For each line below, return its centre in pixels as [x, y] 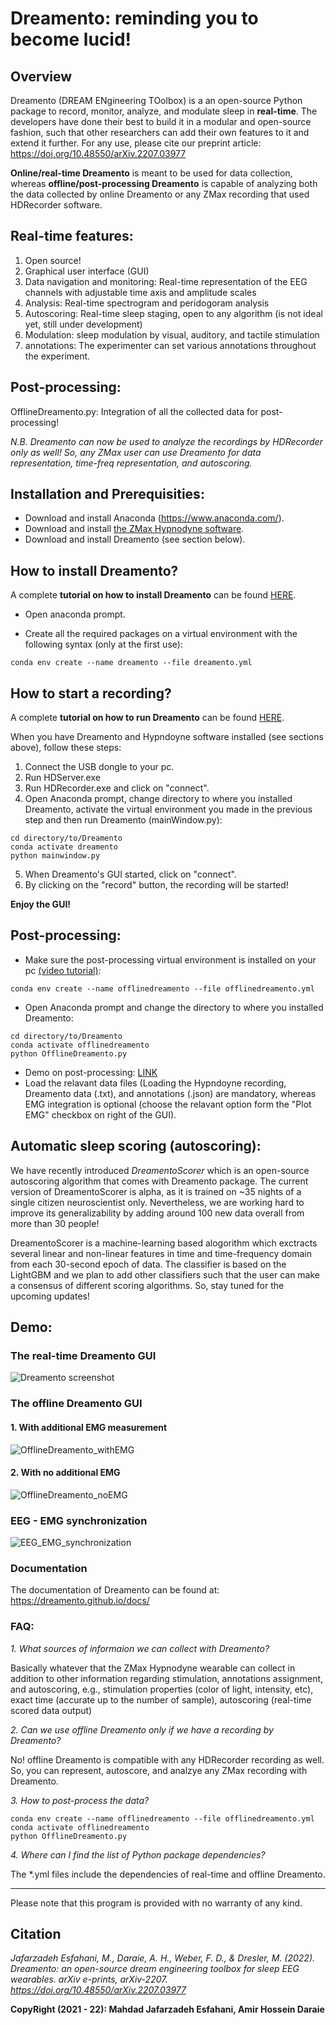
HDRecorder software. [56, 205]
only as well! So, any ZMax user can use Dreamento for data [136, 452]
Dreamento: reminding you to [134, 18]
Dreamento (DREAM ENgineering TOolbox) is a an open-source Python [156, 100]
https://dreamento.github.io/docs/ [80, 1601]
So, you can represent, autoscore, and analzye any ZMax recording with [159, 1770]
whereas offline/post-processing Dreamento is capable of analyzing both [164, 183]
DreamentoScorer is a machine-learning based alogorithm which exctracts [164, 1243]
